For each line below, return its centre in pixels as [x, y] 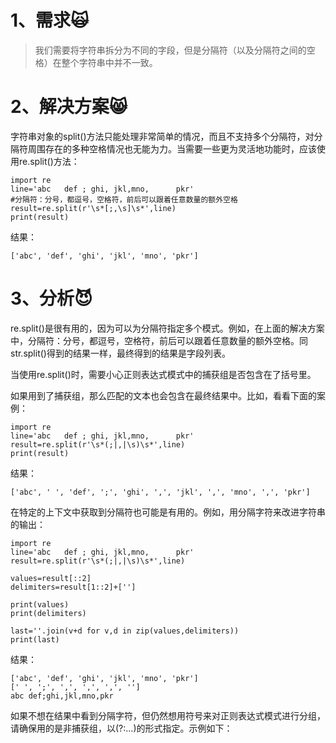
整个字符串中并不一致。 [109, 62]
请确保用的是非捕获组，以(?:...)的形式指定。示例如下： [121, 728]
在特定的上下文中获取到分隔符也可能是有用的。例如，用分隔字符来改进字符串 [168, 512]
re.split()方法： [49, 161]
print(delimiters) [48, 613]
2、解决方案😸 [69, 107]
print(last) [35, 639]
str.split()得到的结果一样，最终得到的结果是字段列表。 [120, 353]
